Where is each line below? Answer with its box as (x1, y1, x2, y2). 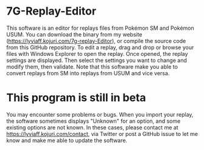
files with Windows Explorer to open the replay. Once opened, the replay (6, 50, 188, 57)
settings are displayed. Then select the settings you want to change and (6, 56, 187, 64)
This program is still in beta (6, 91, 146, 104)
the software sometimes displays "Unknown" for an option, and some (6, 117, 181, 124)
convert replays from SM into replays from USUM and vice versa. (6, 69, 170, 77)
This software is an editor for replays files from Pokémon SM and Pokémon (6, 24, 194, 32)
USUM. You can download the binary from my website (6, 30, 142, 38)
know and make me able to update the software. (6, 137, 128, 144)
